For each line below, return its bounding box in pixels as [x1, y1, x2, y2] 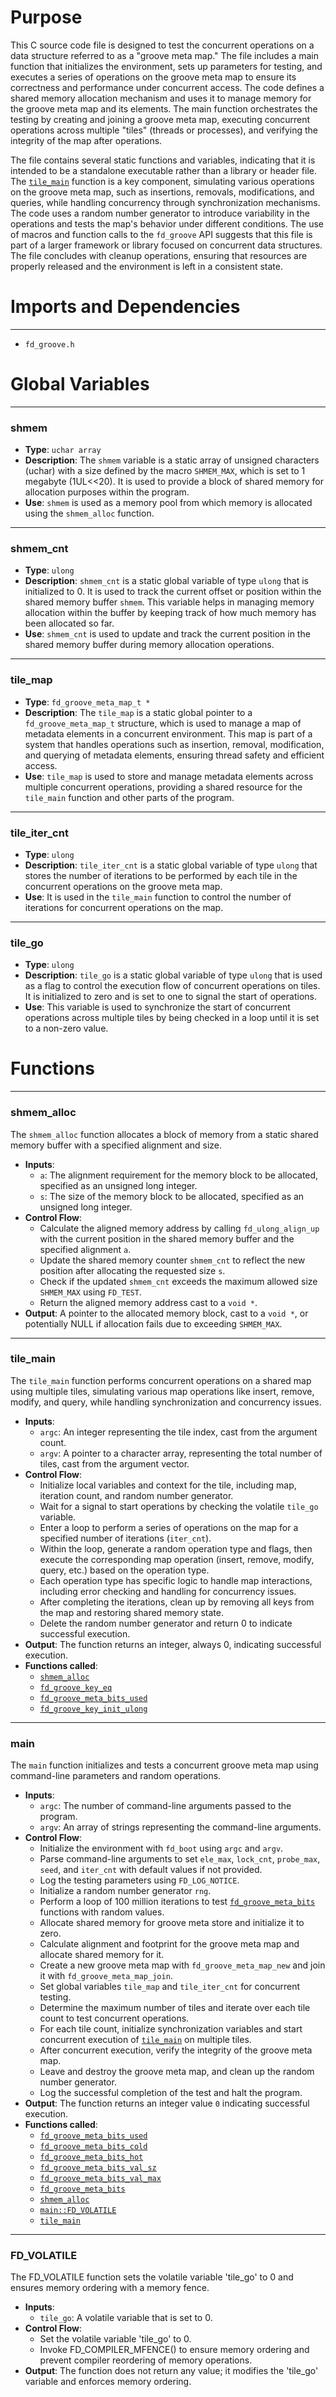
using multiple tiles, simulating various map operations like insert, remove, [10, 1385, 315, 1397]
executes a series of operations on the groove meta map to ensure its [10, 71, 297, 83]
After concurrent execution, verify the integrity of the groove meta [39, 2044, 313, 2056]
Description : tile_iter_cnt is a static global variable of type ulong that [24, 859, 318, 871]
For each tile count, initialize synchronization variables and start [39, 2023, 303, 2035]
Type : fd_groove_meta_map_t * [24, 696, 151, 708]
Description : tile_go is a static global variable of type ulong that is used [24, 969, 323, 981]
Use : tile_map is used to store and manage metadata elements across [24, 770, 314, 782]
